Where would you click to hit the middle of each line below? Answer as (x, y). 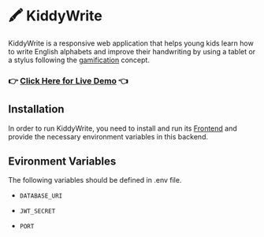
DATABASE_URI (41, 196)
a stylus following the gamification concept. (79, 60)
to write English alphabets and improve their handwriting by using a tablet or (132, 51)
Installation (36, 109)
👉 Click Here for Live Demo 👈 (68, 80)
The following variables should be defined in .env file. (95, 180)
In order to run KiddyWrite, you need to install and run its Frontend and (123, 128)
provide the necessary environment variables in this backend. (108, 136)
